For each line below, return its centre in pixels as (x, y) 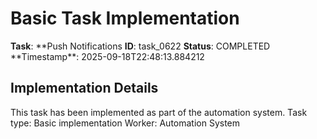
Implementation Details (84, 88)
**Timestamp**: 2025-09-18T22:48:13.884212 (107, 56)
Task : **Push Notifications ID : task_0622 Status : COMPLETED (140, 46)
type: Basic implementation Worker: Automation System (125, 123)
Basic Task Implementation (125, 18)
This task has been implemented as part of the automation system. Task (159, 112)
